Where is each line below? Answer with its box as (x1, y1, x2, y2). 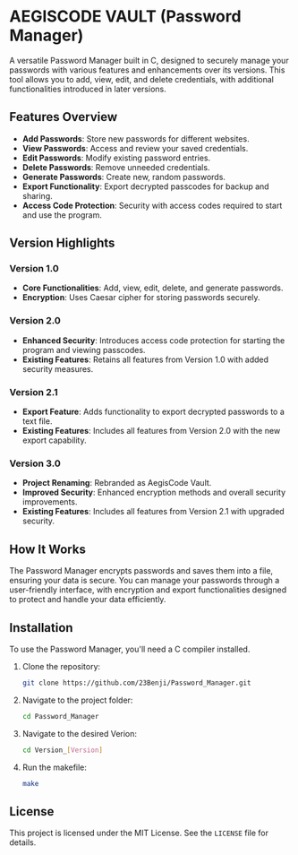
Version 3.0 (9, 457, 61, 470)
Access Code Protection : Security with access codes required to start (21, 200, 283, 211)
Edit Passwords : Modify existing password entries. (21, 152, 211, 163)
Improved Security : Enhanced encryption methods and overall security (21, 487, 286, 498)
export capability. (21, 435, 87, 445)
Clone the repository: (21, 661, 101, 671)
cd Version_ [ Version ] (21, 746, 104, 755)
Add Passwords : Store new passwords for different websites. (21, 133, 250, 144)
